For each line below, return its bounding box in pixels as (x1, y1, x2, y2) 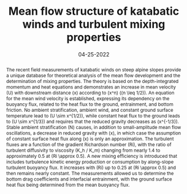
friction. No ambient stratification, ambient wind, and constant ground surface (6, 106, 174, 113)
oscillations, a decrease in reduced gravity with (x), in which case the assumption (6, 130, 181, 136)
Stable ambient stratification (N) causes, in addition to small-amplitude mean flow (6, 124, 181, 130)
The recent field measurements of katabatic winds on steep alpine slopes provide (6, 66, 181, 73)
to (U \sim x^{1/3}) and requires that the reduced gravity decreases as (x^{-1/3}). (6, 118, 180, 125)
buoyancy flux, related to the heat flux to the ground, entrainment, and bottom (6, 101, 174, 107)
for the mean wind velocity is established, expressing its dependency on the (6, 95, 170, 102)
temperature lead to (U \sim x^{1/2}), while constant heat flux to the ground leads (6, 112, 180, 119)
